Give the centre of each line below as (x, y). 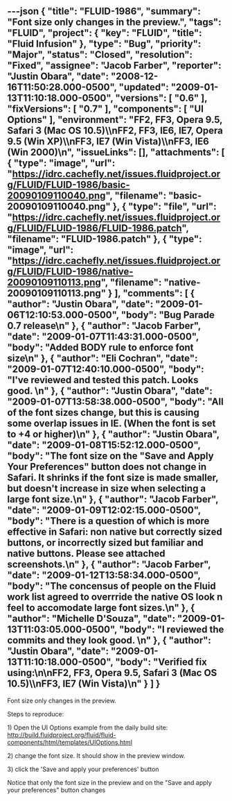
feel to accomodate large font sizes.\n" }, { (101, 608)
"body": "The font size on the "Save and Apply (110, 456)
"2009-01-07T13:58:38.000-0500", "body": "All (115, 402)
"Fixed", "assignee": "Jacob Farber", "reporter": (114, 66)
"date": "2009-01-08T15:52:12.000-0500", (104, 445)
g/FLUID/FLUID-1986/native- (70, 272)
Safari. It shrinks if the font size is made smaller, (113, 478)
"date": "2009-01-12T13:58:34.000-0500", (104, 575)
